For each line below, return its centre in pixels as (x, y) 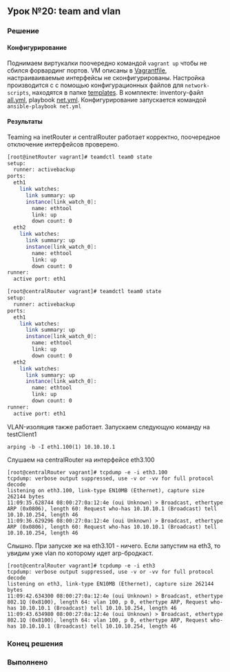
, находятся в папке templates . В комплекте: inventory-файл (116, 92)
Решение (23, 31)
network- (197, 86)
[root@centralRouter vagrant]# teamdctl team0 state (84, 292)
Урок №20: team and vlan (64, 11)
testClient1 (22, 434)
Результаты (25, 122)
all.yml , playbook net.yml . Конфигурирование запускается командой (107, 100)
